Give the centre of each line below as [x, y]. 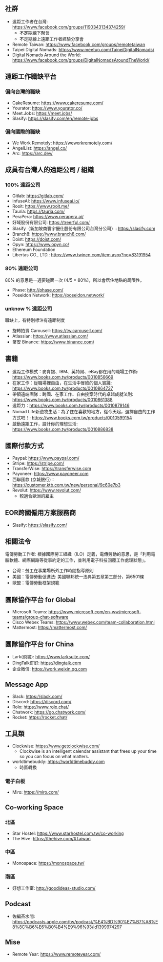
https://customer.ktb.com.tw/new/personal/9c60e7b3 [66, 485]
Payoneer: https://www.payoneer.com [50, 473]
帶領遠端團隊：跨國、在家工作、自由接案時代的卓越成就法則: [72, 394]
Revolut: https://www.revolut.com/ [47, 490]
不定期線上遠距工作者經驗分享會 [51, 39]
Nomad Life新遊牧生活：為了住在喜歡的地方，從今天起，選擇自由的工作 [83, 411]
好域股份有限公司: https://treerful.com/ [51, 223]
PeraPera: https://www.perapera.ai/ [48, 217]
